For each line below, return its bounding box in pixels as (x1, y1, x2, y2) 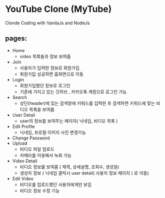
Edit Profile (12, 123, 35, 130)
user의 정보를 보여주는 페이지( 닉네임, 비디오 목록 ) (19, 118, 118, 124)
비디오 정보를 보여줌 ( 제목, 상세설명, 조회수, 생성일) (19, 164, 119, 170)
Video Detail (12, 158, 38, 164)
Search (12, 94, 27, 100)
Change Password (12, 135, 50, 141)
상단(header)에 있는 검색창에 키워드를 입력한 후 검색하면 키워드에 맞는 (19, 100, 155, 106)
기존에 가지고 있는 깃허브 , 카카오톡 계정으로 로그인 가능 (19, 88, 127, 95)
